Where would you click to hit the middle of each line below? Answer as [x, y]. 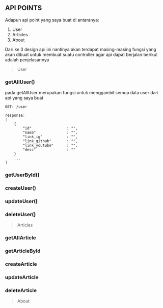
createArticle [21, 264]
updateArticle [22, 277]
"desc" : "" [49, 150]
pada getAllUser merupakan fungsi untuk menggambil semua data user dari [82, 93]
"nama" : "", [50, 133]
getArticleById [23, 251]
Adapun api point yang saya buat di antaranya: [52, 20]
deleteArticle [21, 290]
